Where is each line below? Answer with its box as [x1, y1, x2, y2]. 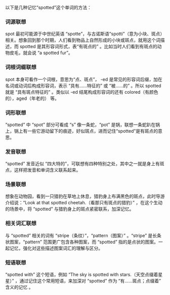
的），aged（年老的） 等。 [5, 95, 60, 101]
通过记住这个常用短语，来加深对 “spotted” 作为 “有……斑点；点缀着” [19, 278, 161, 284]
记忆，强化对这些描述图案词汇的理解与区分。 [9, 245, 103, 251]
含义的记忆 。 [5, 284, 33, 290]
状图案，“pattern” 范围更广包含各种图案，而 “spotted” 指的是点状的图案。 [5, 239, 158, 245]
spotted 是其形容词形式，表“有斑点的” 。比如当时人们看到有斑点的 [19, 44, 158, 50]
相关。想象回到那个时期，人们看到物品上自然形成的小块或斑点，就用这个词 [5, 37, 160, 43]
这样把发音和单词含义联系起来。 [14, 167, 81, 173]
